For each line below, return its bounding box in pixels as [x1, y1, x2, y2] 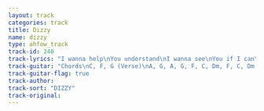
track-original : [8, 91, 61, 99]
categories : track [8, 19, 68, 27]
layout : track [8, 11, 55, 20]
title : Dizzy [8, 26, 51, 34]
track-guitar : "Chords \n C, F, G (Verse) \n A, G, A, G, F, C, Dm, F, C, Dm [8, 63, 255, 70]
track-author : [8, 77, 55, 84]
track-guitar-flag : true [8, 70, 90, 77]
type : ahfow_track [8, 41, 68, 48]
